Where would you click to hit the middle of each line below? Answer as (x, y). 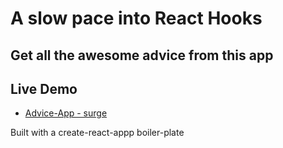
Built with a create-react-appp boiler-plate (97, 133)
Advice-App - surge (66, 113)
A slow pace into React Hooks (136, 18)
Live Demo (44, 88)
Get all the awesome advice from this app (142, 55)
